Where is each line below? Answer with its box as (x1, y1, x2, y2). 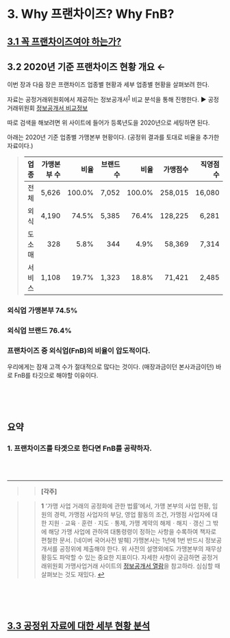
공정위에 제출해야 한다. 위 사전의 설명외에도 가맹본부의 (59, 544, 204, 552)
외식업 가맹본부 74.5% (7, 306, 78, 315)
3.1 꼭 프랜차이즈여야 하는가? (7, 36, 122, 47)
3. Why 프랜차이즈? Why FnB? (7, 6, 175, 22)
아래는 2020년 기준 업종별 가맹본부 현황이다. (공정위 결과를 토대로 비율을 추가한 (7, 133, 220, 141)
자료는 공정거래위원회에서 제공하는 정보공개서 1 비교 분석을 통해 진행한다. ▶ (7, 94, 207, 103)
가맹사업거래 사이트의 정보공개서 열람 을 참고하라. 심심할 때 (64, 561, 220, 569)
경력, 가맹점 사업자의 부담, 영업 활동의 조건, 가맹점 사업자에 (53, 510, 211, 518)
